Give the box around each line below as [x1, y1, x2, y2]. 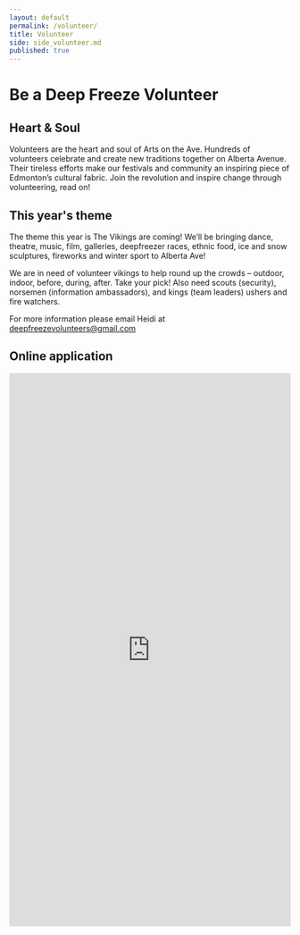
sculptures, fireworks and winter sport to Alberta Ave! [9, 250, 206, 261]
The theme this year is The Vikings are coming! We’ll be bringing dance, [9, 231, 274, 242]
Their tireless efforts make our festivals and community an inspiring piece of [9, 163, 290, 174]
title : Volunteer [9, 29, 74, 38]
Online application [9, 349, 113, 364]
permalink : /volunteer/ [9, 21, 98, 30]
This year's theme [9, 207, 112, 223]
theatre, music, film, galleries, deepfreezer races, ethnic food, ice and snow [9, 240, 287, 251]
